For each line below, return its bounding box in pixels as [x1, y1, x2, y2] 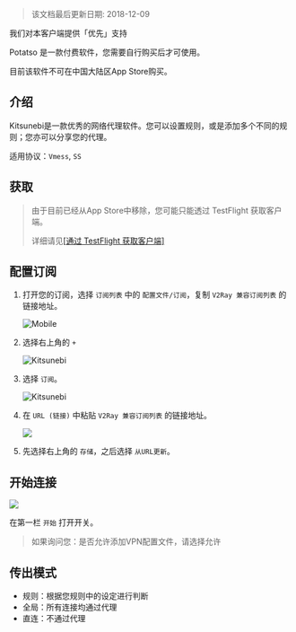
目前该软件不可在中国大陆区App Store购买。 [9, 66, 172, 76]
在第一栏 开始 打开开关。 [9, 517, 99, 528]
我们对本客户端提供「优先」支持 [9, 28, 127, 39]
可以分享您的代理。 [39, 131, 112, 142]
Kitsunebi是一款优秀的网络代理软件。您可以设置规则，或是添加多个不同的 [9, 120, 280, 131]
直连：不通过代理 [22, 613, 86, 624]
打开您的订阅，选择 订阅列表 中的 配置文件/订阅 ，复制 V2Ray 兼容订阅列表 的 [22, 289, 287, 300]
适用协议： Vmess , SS [9, 150, 83, 161]
